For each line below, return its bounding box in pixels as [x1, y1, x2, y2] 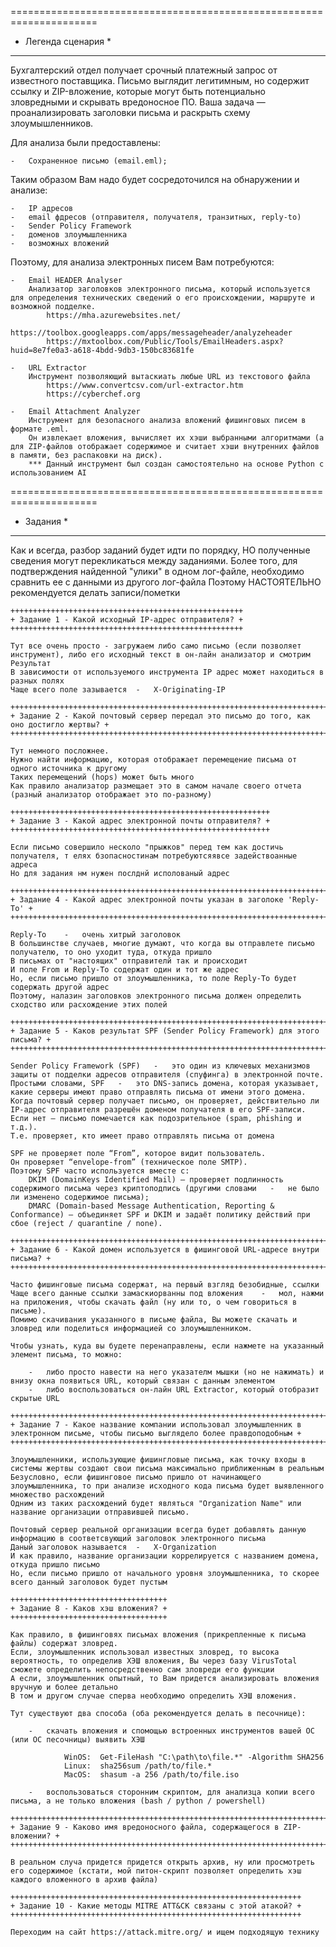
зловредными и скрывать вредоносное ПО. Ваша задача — [10, 96, 266, 108]
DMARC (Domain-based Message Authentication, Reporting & [28, 1201, 275, 1211]
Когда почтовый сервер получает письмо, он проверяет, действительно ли [10, 1096, 320, 1106]
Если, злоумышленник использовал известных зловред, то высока [10, 1647, 280, 1657]
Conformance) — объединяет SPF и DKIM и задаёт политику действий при [10, 1210, 311, 1220]
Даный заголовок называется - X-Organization [10, 1542, 217, 1552]
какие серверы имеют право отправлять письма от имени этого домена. [10, 1087, 307, 1097]
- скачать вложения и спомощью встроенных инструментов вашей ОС [28, 1726, 315, 1736]
